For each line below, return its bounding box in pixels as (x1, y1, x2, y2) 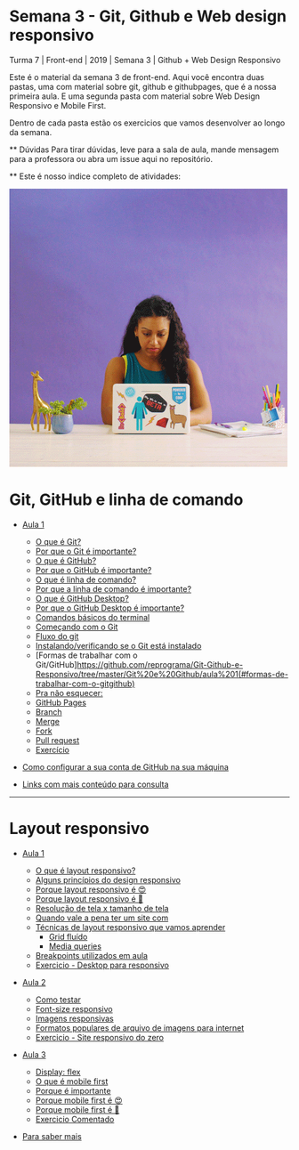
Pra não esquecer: (35, 687, 104, 698)
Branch (35, 706, 62, 717)
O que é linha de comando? (35, 574, 137, 585)
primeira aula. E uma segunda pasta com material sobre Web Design (9, 91, 261, 101)
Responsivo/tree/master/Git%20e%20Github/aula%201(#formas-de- (35, 668, 289, 679)
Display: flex (35, 1066, 81, 1077)
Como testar (35, 994, 82, 1005)
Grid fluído (48, 931, 88, 942)
